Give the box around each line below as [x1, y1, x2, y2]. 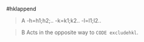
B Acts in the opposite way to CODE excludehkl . [21, 29, 139, 36]
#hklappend [6, 5, 36, 12]
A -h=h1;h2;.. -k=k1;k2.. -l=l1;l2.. [21, 17, 101, 24]
